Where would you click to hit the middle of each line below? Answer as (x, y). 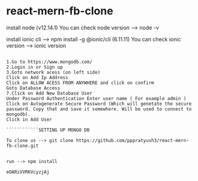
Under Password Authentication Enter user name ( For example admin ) (96, 98)
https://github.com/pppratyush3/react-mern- (132, 140)
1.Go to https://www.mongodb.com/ (49, 62)
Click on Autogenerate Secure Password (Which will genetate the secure (99, 104)
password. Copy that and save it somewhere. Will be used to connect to (99, 109)
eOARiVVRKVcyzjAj (28, 172)
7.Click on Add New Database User (49, 93)
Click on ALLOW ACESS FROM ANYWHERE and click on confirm (80, 83)
